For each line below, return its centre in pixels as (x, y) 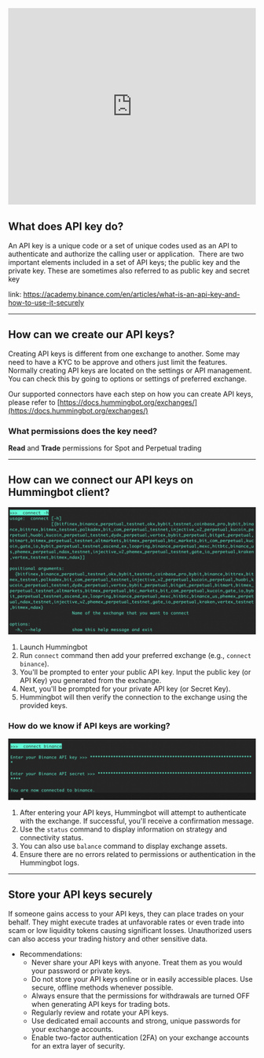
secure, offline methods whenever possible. (102, 987)
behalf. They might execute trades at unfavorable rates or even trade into (126, 922)
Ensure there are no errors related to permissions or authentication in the (137, 854)
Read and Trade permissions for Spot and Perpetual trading (105, 448)
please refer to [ (34, 402)
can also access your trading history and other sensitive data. (108, 939)
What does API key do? (66, 227)
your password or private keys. (81, 971)
